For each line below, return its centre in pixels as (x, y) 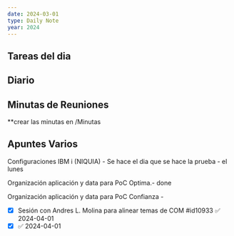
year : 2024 (24, 27)
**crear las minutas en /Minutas (54, 121)
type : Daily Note (33, 21)
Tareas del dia (39, 56)
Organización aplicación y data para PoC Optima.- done (90, 183)
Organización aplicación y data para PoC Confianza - (86, 196)
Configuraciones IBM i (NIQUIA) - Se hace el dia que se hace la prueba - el (117, 161)
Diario (21, 80)
